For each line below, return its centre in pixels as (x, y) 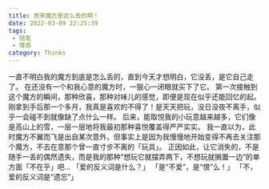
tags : (17, 30)
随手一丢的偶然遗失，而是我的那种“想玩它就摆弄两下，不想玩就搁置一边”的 (131, 157)
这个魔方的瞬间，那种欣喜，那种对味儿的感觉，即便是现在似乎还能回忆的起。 (134, 97)
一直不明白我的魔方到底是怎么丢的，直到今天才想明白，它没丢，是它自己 (127, 76)
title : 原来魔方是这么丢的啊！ (54, 16)
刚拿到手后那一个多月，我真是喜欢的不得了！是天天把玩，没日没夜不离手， (131, 107)
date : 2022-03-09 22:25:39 (53, 23)
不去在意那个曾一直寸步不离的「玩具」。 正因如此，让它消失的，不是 (147, 147)
